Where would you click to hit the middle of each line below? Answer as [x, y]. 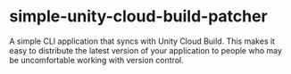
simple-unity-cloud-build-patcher [138, 16]
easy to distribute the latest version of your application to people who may [146, 50]
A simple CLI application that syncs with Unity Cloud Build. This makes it [142, 41]
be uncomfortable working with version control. [97, 60]
